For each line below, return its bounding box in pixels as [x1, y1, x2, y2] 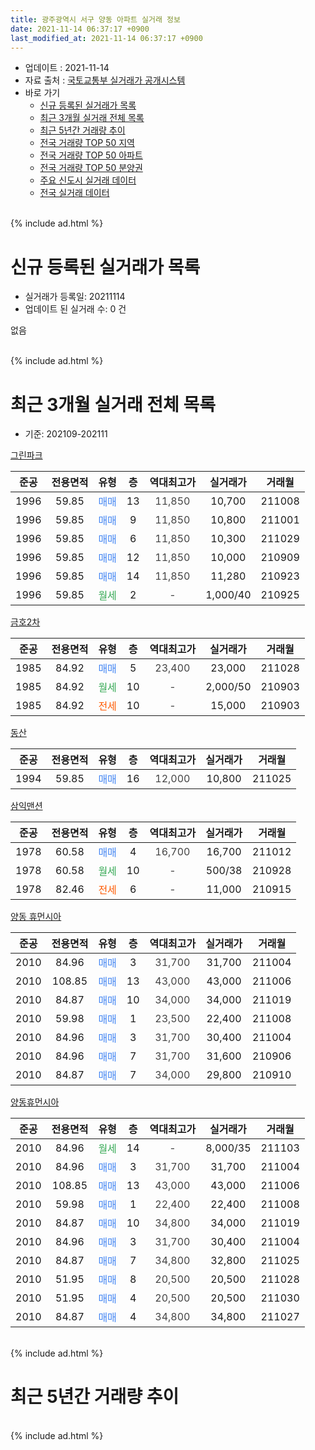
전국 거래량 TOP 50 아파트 [39, 149, 143, 161]
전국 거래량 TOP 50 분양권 [39, 162, 143, 174]
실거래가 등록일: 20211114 [24, 291, 126, 303]
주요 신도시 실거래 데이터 [39, 174, 137, 186]
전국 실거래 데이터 [39, 187, 110, 199]
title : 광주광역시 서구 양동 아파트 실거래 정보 [10, 14, 181, 25]
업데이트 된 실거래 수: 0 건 [24, 303, 127, 315]
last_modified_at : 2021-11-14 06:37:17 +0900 [10, 33, 203, 43]
